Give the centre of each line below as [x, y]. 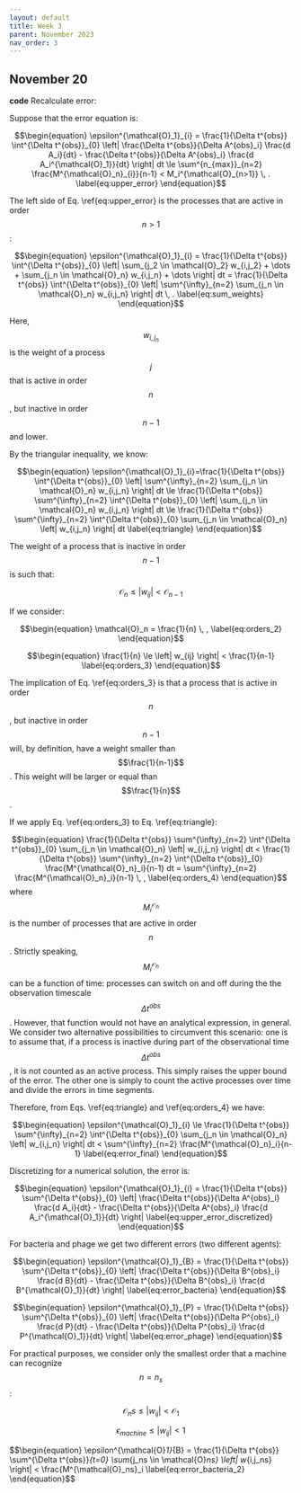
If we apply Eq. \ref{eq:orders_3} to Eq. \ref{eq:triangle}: [113, 822]
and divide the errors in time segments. [82, 1090]
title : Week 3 [36, 26]
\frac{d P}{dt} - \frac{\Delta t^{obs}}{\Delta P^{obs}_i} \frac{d [151, 1327]
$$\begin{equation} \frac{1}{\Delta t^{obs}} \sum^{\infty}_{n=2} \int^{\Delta [151, 839]
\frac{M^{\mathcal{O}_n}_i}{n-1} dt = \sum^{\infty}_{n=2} [151, 867]
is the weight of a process [58, 352]
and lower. [28, 437]
